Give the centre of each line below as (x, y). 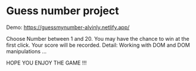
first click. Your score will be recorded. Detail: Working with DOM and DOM (98, 45)
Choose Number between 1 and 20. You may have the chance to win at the (98, 38)
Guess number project (63, 11)
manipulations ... (26, 51)
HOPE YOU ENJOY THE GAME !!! (46, 63)
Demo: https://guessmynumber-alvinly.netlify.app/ (68, 27)
